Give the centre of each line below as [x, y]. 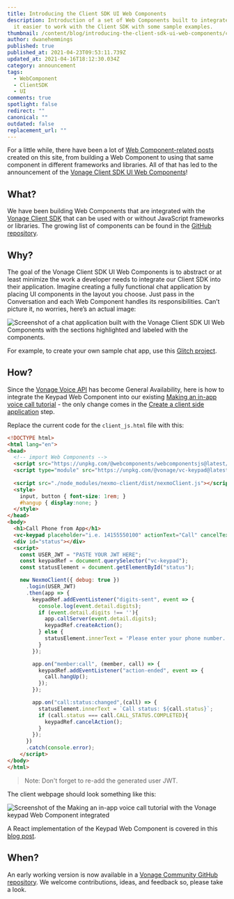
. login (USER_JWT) [51, 587]
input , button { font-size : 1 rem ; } [73, 496]
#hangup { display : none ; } [59, 502]
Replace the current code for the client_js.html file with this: [96, 425]
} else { [51, 632]
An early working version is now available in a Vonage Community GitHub [112, 875]
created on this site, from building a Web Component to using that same [110, 157]
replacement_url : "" [37, 130]
